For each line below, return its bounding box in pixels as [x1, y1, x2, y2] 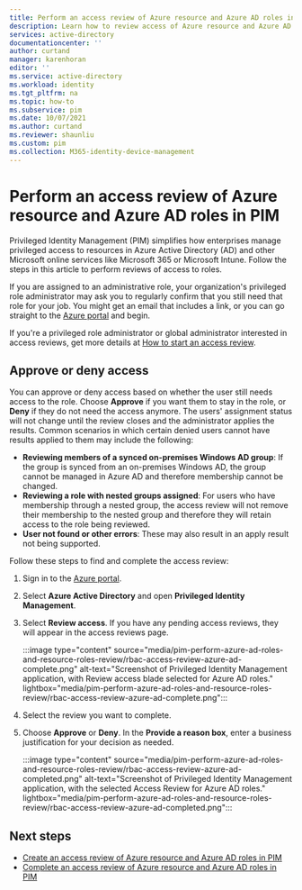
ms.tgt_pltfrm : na [9, 88, 78, 97]
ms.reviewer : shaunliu [9, 131, 94, 140]
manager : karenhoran [9, 55, 87, 64]
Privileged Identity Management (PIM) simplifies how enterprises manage [9, 235, 281, 246]
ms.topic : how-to [9, 96, 75, 106]
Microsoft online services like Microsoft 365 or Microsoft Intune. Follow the [9, 254, 288, 265]
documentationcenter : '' [9, 38, 102, 48]
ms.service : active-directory [9, 72, 123, 81]
